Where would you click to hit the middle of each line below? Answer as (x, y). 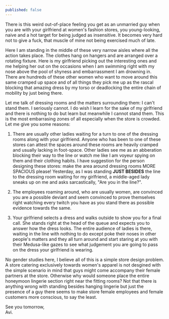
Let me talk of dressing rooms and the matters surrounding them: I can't (80, 103)
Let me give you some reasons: (38, 124)
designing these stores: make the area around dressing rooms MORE (84, 166)
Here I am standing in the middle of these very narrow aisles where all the (82, 50)
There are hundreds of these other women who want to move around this (81, 77)
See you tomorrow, (25, 307)
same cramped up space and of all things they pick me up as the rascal (79, 82)
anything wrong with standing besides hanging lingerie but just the (74, 286)
